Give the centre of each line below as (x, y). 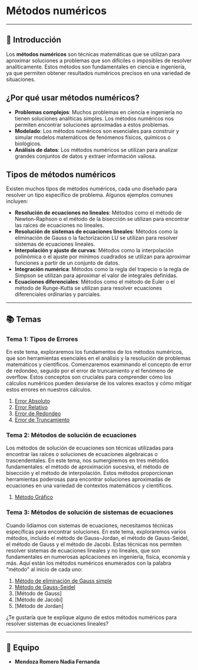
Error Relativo (31, 407)
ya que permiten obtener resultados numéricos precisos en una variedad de (98, 73)
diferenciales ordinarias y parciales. (58, 294)
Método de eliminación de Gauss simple (63, 581)
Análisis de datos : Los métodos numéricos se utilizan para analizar (96, 149)
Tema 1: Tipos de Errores (42, 339)
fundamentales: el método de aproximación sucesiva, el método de (88, 467)
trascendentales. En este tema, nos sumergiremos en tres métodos (88, 461)
